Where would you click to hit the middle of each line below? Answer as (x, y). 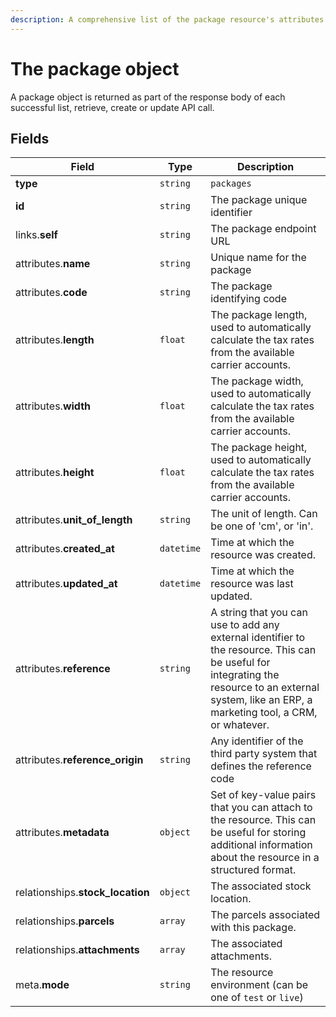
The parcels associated (265, 915)
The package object (95, 68)
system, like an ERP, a (261, 700)
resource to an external (265, 688)
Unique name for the (258, 258)
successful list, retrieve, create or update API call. (112, 107)
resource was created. (263, 555)
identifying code (248, 299)
